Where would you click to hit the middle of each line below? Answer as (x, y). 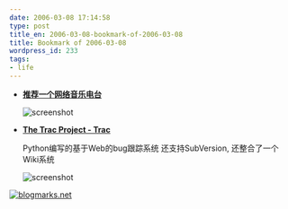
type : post (30, 26)
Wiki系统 (39, 159)
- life (22, 68)
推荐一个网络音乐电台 (62, 94)
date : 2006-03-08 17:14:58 (60, 17)
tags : (19, 59)
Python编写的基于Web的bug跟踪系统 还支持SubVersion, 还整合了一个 (150, 148)
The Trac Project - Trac (66, 129)
